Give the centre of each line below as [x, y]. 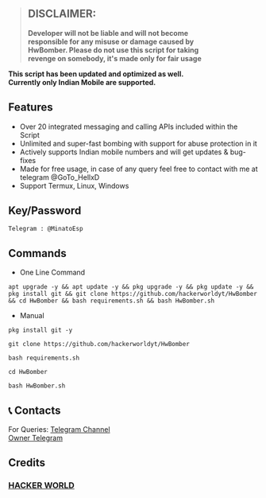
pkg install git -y [40, 330]
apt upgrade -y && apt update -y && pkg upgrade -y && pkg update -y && [131, 287]
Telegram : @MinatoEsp [46, 229]
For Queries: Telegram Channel [59, 430]
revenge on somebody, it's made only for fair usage [114, 58]
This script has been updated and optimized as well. [96, 74]
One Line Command [52, 272]
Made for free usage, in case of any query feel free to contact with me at [139, 169]
